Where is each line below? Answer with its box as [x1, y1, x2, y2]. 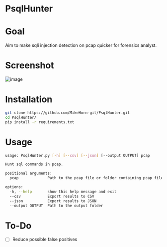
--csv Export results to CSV [9, 194, 94, 199]
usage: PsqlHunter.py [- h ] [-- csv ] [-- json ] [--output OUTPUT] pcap [5, 153, 150, 158]
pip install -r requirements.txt [5, 119, 75, 125]
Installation [5, 94, 53, 105]
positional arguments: [5, 171, 52, 176]
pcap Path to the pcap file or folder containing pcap [9, 176, 153, 181]
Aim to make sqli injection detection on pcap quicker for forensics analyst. [5, 42, 157, 48]
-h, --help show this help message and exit [9, 189, 117, 194]
